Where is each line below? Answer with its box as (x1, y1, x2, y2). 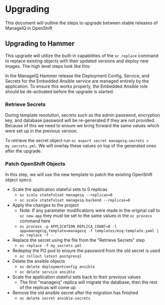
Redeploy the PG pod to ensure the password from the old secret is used (12, 248, 161, 254)
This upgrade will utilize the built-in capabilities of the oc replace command (5, 52, 159, 58)
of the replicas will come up (19, 285, 76, 291)
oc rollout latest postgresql (19, 254, 82, 259)
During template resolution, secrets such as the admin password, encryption (5, 112, 160, 118)
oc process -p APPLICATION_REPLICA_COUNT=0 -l (19, 224, 117, 229)
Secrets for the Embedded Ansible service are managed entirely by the (5, 78, 149, 84)
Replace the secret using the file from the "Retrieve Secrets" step (12, 237, 145, 243)
